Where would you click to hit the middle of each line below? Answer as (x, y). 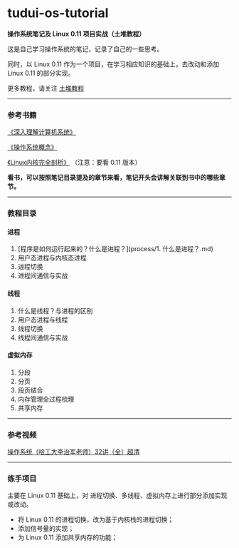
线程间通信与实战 (43, 338)
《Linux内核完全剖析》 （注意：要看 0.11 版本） (74, 163)
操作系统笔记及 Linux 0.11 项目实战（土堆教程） (76, 34)
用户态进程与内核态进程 (52, 258)
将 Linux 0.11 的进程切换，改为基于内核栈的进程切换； (96, 519)
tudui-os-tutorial (58, 13)
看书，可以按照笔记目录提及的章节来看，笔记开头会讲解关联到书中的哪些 (113, 178)
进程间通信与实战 (43, 275)
